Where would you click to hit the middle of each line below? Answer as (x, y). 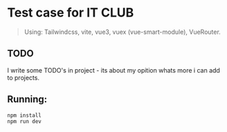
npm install (24, 115)
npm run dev (24, 122)
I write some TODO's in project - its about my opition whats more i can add (113, 70)
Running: (27, 99)
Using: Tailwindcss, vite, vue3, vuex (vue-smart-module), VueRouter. (122, 32)
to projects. (24, 77)
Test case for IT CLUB (71, 13)
